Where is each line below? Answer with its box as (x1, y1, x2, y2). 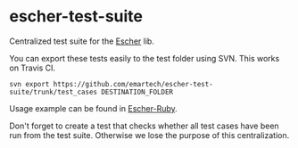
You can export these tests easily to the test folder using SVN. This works (9, 53, 280, 63)
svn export (9, 79, 50, 88)
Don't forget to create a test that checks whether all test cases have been (9, 120, 279, 131)
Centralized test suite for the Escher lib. (9, 36, 154, 46)
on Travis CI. (9, 62, 56, 73)
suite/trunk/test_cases (9, 87, 98, 96)
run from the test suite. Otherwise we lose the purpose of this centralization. (9, 129, 290, 140)
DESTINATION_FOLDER (101, 87, 174, 96)
